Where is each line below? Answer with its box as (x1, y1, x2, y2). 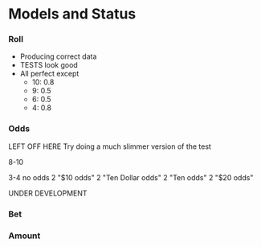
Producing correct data (19, 51, 97, 61)
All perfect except (19, 69, 80, 79)
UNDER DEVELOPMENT (8, 188, 88, 198)
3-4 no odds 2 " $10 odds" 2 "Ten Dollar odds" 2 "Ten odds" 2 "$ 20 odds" (8, 172, 254, 182)
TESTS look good (19, 60, 78, 70)
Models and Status (8, 5, 137, 23)
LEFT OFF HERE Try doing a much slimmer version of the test (8, 142, 211, 151)
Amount (8, 230, 41, 241)
